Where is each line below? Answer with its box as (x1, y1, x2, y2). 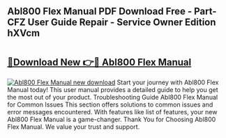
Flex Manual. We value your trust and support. (7, 123, 140, 131)
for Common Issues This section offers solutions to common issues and (7, 100, 213, 109)
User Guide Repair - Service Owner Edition (27, 17, 216, 29)
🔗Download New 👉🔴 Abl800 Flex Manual (7, 56, 192, 68)
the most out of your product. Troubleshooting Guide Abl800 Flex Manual (7, 93, 218, 101)
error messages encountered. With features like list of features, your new (7, 108, 218, 116)
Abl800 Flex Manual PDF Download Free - (7, 6, 193, 17)
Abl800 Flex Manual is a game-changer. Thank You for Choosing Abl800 (7, 115, 216, 123)
